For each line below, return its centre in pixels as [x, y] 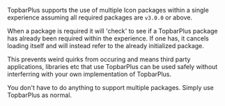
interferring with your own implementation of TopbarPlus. [90, 74]
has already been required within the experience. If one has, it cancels [108, 38]
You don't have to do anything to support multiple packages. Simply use [111, 88]
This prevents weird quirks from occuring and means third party [99, 59]
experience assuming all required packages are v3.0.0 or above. [100, 17]
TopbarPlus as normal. [39, 95]
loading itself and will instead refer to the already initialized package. [106, 46]
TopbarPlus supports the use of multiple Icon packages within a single [108, 10]
